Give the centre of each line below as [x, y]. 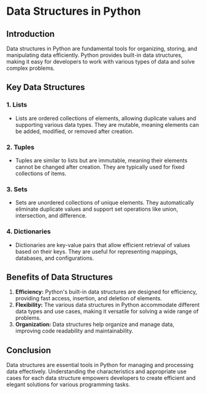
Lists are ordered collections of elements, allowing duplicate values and [105, 118]
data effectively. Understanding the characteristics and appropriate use [97, 371]
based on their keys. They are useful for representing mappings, [96, 251]
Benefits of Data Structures [60, 277]
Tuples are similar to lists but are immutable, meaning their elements [101, 160]
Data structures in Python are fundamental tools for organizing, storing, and [102, 48]
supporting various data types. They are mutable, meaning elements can [107, 124]
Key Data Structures [46, 87]
